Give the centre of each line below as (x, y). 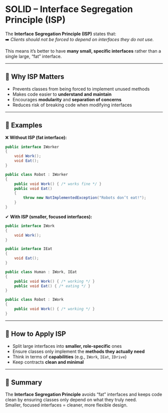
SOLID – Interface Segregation (69, 9)
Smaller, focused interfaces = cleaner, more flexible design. (66, 405)
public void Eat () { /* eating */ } (52, 286)
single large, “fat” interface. (33, 56)
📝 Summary (24, 383)
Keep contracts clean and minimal (48, 362)
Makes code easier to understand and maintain (62, 94)
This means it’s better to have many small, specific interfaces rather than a (83, 51)
